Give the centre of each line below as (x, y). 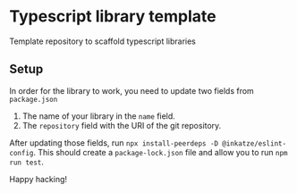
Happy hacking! (38, 179)
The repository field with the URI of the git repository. (122, 125)
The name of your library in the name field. (99, 116)
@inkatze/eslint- (255, 143)
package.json (34, 99)
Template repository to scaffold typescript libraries (103, 41)
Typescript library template (113, 17)
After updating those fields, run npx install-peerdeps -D (114, 143)
